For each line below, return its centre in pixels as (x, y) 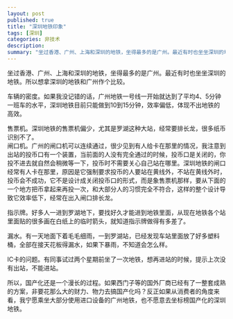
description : (26, 46)
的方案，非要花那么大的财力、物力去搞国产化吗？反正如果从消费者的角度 (110, 291)
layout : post (26, 14)
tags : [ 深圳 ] (25, 33)
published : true (31, 20)
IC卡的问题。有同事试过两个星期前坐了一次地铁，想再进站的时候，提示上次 (113, 259)
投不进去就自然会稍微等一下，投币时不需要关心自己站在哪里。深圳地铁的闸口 (116, 163)
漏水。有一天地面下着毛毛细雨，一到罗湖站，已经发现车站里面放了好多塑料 (113, 236)
